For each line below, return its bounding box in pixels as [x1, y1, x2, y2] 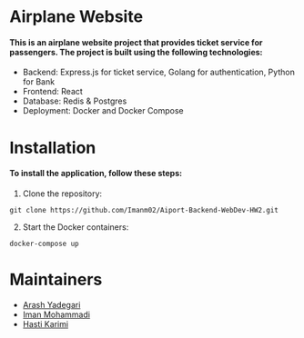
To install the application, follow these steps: [9, 168, 183, 179]
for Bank [22, 76, 56, 87]
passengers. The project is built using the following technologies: [9, 46, 263, 57]
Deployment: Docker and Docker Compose [22, 105, 184, 116]
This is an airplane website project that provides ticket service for [9, 36, 263, 47]
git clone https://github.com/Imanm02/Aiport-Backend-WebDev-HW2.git [9, 205, 279, 214]
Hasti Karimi [22, 318, 69, 329]
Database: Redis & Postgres [22, 95, 127, 106]
